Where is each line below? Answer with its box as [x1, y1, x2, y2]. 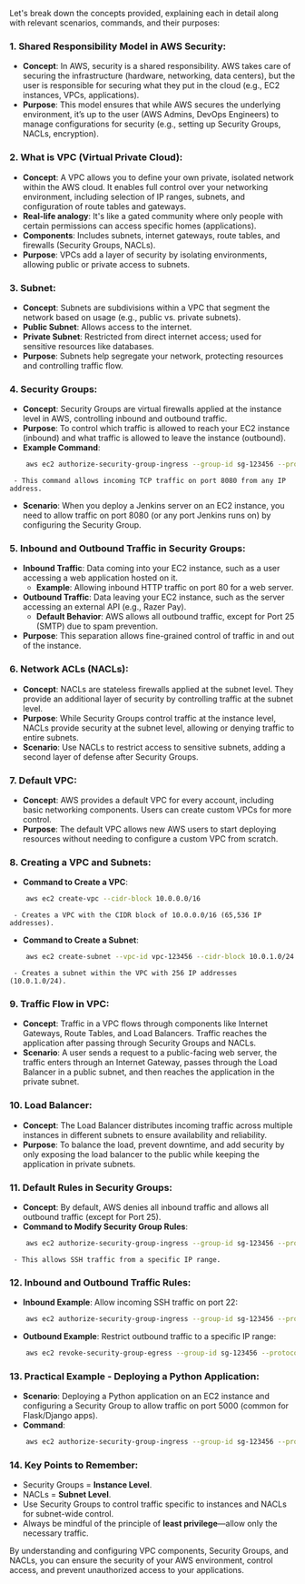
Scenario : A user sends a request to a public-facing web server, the [22, 1047, 278, 1058]
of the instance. [22, 641, 82, 651]
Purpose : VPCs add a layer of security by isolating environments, [22, 249, 268, 260]
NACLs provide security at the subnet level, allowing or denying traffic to [22, 722, 295, 733]
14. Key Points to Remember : [9, 1458, 139, 1471]
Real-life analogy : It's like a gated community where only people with [22, 210, 283, 221]
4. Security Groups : [9, 382, 98, 395]
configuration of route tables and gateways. [22, 200, 187, 212]
